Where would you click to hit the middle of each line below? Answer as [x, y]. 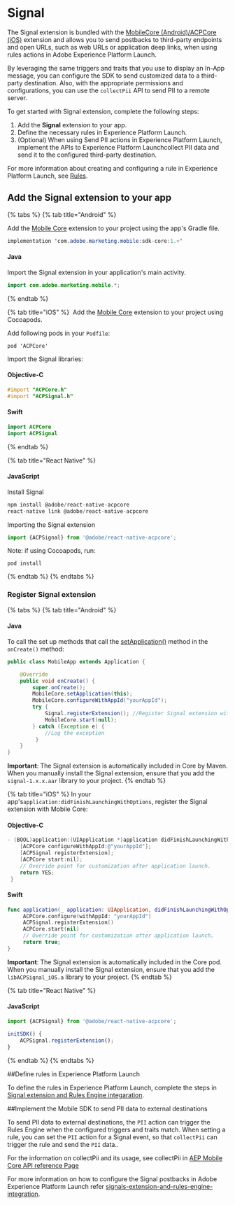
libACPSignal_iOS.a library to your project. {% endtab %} [90, 977]
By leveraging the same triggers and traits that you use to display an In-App [116, 68]
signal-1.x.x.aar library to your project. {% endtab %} [87, 781]
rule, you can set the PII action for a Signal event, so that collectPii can [113, 1137]
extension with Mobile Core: [48, 809]
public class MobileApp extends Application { [76, 662]
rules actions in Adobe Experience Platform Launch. [82, 55]
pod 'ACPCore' [28, 346]
